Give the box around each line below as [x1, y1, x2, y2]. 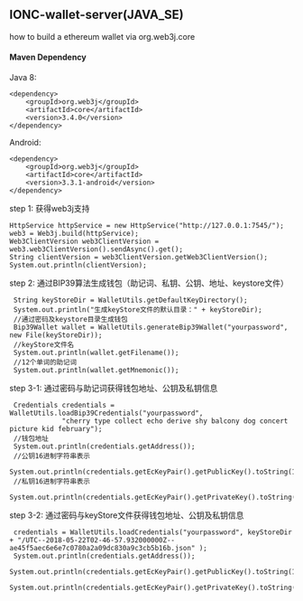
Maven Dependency [9, 52, 87, 62]
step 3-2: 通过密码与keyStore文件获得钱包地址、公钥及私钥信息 [9, 510, 244, 521]
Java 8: [9, 72, 37, 83]
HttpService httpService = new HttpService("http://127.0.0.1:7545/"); [9, 221, 284, 230]
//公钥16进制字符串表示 [13, 452, 90, 461]
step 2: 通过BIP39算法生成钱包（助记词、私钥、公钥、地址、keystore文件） [9, 277, 289, 288]
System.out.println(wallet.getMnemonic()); [13, 366, 179, 375]
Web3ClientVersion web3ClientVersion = [9, 237, 160, 247]
